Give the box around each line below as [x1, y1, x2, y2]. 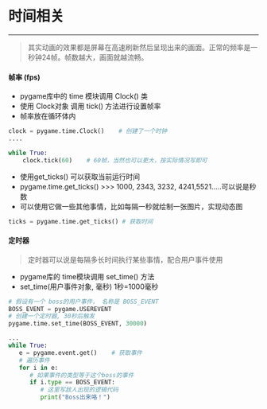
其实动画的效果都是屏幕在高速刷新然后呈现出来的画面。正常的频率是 [27, 42, 251, 52]
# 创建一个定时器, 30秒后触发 [8, 312, 95, 321]
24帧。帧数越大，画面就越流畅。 [41, 53, 149, 62]
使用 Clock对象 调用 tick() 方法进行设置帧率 [19, 101, 161, 111]
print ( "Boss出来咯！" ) [40, 393, 111, 402]
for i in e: [18, 364, 59, 372]
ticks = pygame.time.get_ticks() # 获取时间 [8, 217, 153, 225]
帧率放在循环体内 [19, 111, 76, 121]
